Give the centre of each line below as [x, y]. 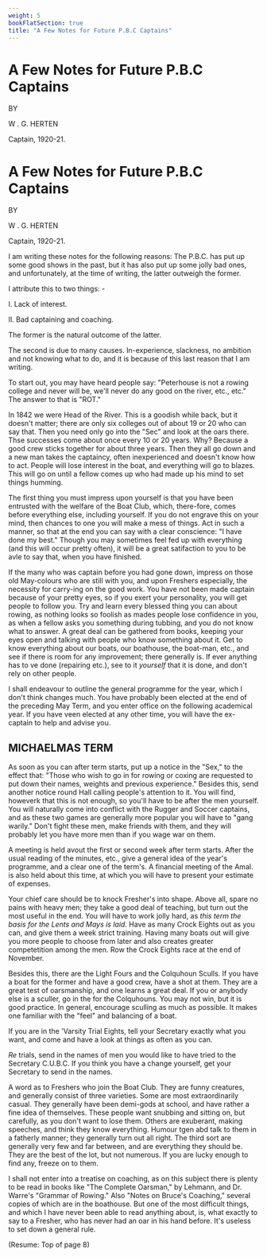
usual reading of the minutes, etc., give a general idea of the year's [118, 858]
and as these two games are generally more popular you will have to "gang [131, 818]
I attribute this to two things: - [57, 289]
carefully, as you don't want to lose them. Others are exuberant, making [126, 1121]
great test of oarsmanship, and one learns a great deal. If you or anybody [128, 991]
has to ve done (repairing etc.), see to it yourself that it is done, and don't [128, 665]
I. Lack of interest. [38, 304]
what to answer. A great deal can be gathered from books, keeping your [126, 632]
